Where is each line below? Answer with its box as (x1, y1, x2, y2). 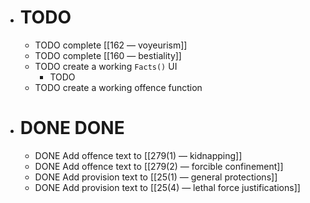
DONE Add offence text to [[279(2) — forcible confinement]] (34, 160, 284, 172)
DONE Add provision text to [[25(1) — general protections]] (34, 171, 278, 183)
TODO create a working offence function (34, 81, 203, 93)
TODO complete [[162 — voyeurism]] (34, 39, 188, 51)
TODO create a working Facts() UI (34, 60, 178, 72)
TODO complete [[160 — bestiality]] (34, 49, 182, 61)
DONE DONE (19, 117, 125, 140)
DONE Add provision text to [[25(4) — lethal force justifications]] (34, 181, 301, 193)
